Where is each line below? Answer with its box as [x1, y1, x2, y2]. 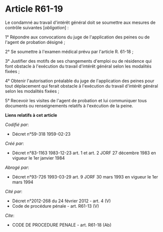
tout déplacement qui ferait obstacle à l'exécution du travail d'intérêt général [5, 83, 158, 89]
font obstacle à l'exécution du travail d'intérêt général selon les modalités [5, 63, 152, 69]
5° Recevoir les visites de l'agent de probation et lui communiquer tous [5, 97, 147, 103]
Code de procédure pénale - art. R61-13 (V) [12, 203, 99, 209]
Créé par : [5, 140, 24, 146]
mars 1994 [12, 179, 34, 185]
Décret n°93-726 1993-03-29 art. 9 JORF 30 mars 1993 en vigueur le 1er [12, 174, 158, 179]
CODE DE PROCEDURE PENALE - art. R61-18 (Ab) [12, 222, 112, 228]
